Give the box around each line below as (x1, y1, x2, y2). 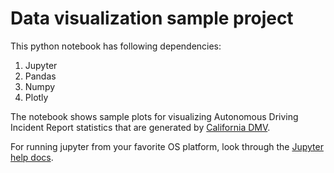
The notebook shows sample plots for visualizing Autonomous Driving (10, 110, 299, 122)
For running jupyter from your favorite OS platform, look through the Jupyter (10, 140, 324, 152)
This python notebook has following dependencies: (10, 40, 222, 52)
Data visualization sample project (10, 7, 294, 30)
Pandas (24, 70, 57, 82)
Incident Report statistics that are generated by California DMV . (10, 121, 271, 133)
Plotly (24, 91, 49, 103)
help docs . (10, 151, 54, 163)
